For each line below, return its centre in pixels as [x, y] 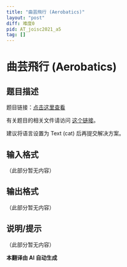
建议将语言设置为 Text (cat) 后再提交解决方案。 [65, 133]
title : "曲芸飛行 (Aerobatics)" [46, 12]
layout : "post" [26, 18]
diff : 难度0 [20, 23]
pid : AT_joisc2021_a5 [34, 29]
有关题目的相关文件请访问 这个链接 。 [53, 121]
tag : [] [16, 35]
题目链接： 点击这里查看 [36, 107]
